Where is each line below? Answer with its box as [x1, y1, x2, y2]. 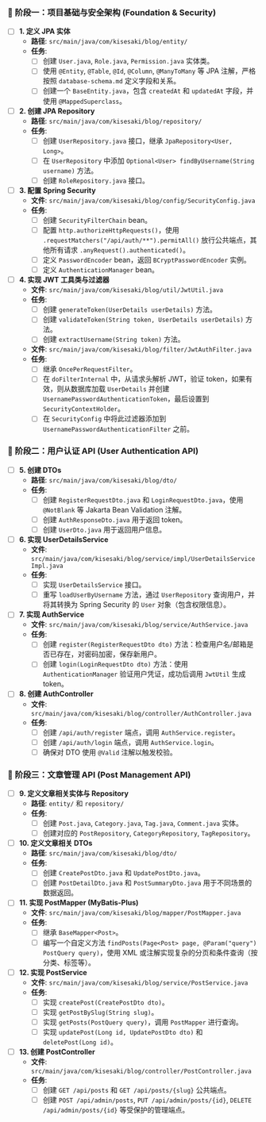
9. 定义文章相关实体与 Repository [18, 789, 129, 798]
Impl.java [30, 562, 64, 571]
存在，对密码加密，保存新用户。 [56, 649, 162, 659]
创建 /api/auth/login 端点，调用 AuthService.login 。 [42, 737, 219, 747]
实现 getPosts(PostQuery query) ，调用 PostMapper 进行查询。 [42, 1017, 243, 1027]
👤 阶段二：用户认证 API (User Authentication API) [7, 446, 199, 457]
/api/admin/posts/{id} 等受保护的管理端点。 [42, 1105, 190, 1115]
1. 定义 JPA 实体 [18, 26, 71, 37]
